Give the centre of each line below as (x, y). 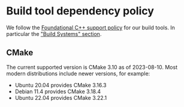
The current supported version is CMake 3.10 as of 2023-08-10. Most (92, 67)
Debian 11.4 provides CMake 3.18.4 (58, 91)
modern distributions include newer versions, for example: (78, 74)
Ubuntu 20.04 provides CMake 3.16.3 (61, 85)
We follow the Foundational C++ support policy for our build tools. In (91, 27)
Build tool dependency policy (80, 11)
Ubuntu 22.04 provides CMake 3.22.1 (61, 97)
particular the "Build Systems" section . (54, 33)
